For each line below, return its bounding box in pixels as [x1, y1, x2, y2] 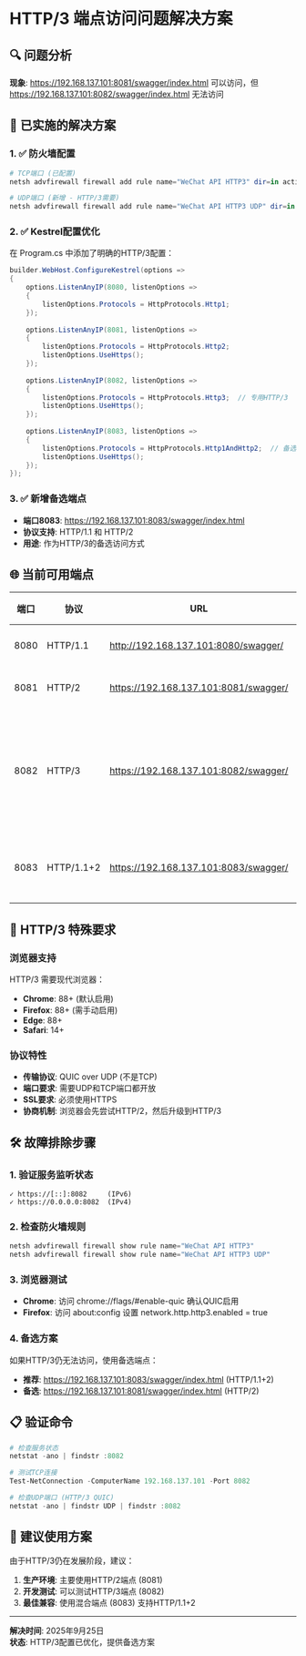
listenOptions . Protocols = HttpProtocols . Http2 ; [42, 342, 230, 352]
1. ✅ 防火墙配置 [9, 148, 76, 160]
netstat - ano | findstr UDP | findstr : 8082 [9, 1501, 181, 1510]
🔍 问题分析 [9, 47, 73, 63]
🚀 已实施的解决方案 [9, 118, 117, 133]
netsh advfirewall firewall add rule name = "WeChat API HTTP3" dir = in [9, 177, 280, 187]
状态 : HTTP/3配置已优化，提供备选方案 [9, 1636, 156, 1647]
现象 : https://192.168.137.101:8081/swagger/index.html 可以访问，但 [9, 77, 260, 87]
